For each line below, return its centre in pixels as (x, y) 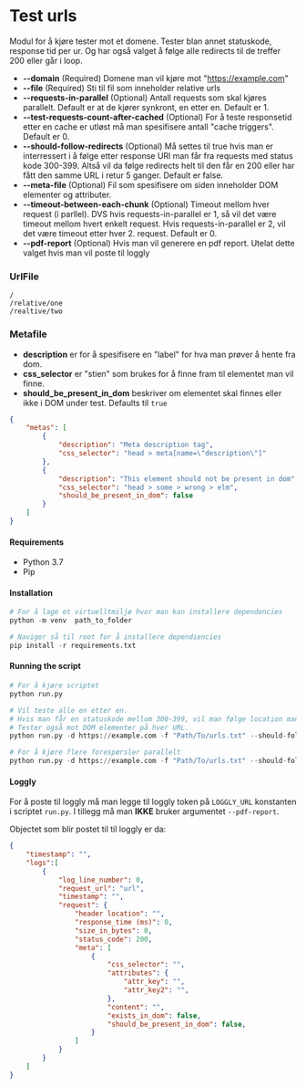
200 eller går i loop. (46, 60)
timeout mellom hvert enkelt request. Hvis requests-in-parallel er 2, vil (154, 224)
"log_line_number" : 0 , (101, 880)
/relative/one (36, 303)
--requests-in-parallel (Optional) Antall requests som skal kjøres (144, 98)
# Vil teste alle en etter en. (69, 710)
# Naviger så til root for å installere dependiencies (116, 637)
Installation (31, 592)
